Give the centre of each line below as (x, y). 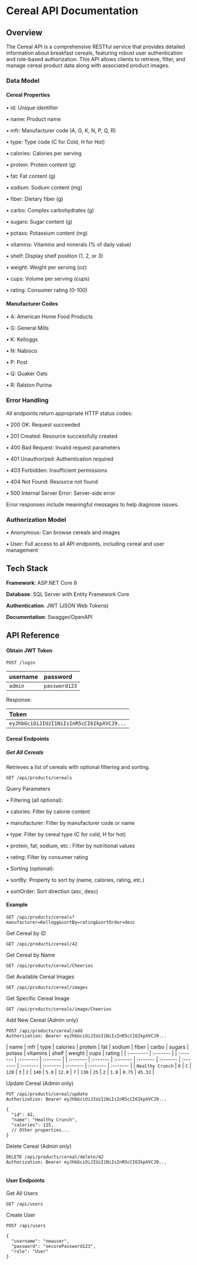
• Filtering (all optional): (35, 800)
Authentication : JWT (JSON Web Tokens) (57, 605)
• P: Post (17, 362)
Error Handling (27, 400)
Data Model (23, 81)
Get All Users (22, 1193)
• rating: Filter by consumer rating (47, 857)
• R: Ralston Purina (29, 385)
